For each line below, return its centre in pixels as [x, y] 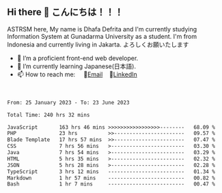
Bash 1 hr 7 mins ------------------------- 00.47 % [111, 184]
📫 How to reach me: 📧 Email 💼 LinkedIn [77, 74]
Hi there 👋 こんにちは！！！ [65, 12]
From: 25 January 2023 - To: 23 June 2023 [68, 102]
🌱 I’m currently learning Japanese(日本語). [77, 66]
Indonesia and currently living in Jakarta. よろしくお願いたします [98, 44]
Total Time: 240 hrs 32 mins [48, 115]
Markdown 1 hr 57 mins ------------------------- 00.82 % [111, 178]
